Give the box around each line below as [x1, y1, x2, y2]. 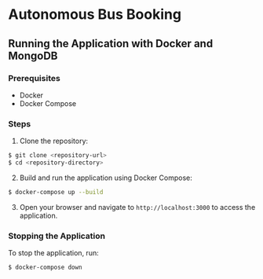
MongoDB [8, 49, 58, 62]
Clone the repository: [19, 136, 89, 146]
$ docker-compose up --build [8, 188, 104, 196]
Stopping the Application [8, 230, 106, 241]
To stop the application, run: [8, 248, 100, 258]
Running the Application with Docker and [8, 37, 214, 50]
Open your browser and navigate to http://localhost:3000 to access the [19, 202, 256, 211]
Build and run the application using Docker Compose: [19, 173, 192, 182]
